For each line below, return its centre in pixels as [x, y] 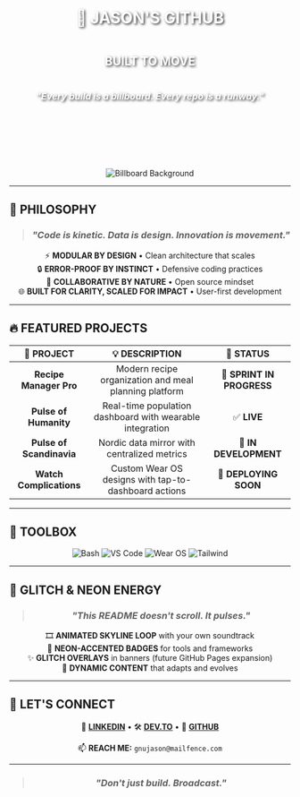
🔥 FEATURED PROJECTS [79, 328]
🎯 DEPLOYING [248, 474]
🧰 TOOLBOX [43, 531]
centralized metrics [147, 453]
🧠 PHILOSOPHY [53, 210]
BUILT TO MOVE [150, 61]
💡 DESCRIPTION [147, 354]
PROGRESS [247, 385]
